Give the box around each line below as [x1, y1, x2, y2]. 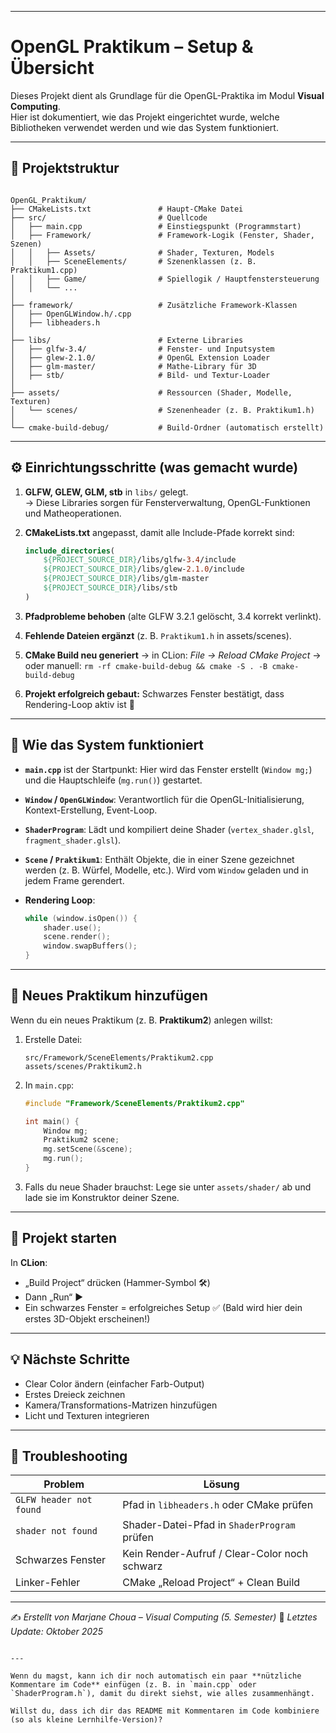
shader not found [15, 1526, 98, 1537]
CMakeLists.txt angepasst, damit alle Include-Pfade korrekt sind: [24, 526, 295, 538]
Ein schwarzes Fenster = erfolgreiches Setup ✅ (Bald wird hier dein [24, 1301, 303, 1313]
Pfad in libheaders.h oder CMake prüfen [122, 1498, 314, 1512]
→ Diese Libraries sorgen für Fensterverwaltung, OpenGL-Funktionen [24, 496, 311, 508]
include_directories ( [24, 546, 115, 556]
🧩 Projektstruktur [10, 160, 120, 177]
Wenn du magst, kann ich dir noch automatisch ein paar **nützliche [10, 1671, 302, 1681]
